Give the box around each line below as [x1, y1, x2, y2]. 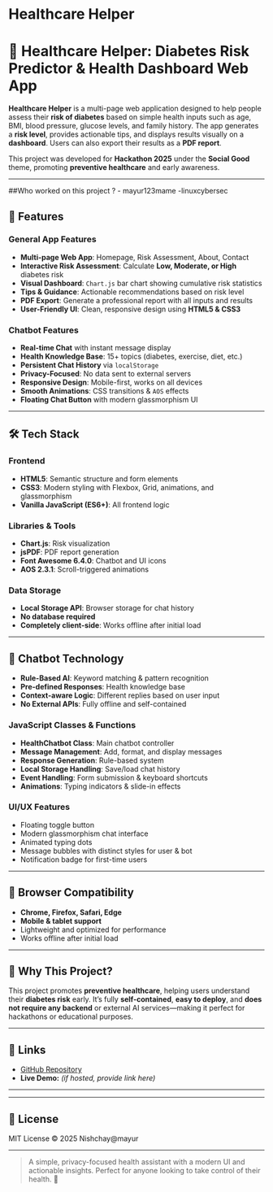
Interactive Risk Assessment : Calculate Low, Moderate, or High [19, 261, 237, 271]
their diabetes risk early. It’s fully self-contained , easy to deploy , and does [8, 994, 262, 1004]
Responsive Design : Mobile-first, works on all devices [19, 377, 203, 387]
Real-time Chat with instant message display [19, 343, 171, 353]
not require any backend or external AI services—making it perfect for [8, 1003, 245, 1013]
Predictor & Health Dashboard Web [8, 59, 249, 78]
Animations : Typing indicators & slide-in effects [19, 781, 181, 791]
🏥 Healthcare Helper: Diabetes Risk [8, 42, 250, 61]
